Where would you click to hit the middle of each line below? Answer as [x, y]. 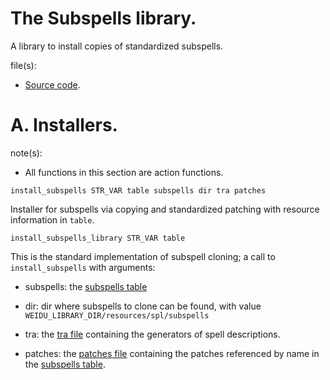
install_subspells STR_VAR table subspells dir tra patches [138, 190]
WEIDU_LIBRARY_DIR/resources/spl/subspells [117, 315]
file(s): [23, 65]
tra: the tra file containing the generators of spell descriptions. [152, 334]
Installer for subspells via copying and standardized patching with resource [165, 209]
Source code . [52, 84]
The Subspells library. [103, 18]
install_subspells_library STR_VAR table [98, 238]
